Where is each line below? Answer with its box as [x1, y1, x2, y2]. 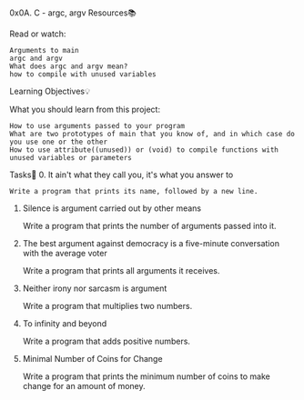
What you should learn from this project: [9, 104, 161, 115]
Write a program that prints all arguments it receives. [22, 265, 220, 275]
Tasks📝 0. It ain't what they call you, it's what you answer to [9, 169, 234, 180]
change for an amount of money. [22, 381, 146, 391]
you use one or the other [9, 137, 107, 146]
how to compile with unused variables [9, 70, 157, 79]
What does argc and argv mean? [9, 62, 128, 71]
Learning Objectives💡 [9, 85, 91, 96]
